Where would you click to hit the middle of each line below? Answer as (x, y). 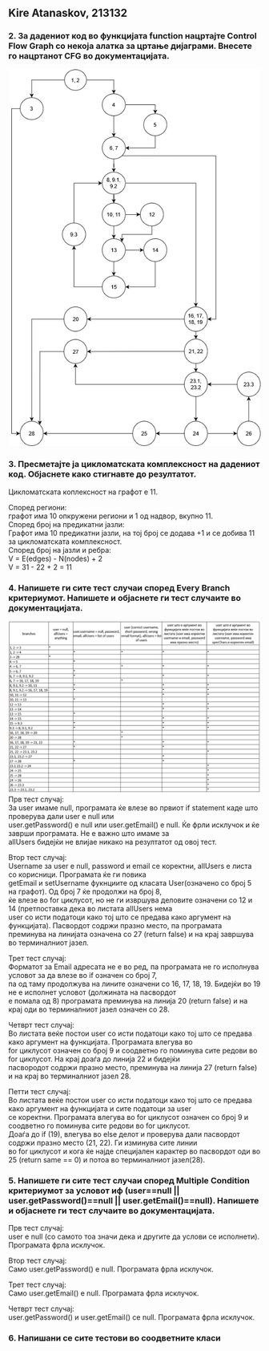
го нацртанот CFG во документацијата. (89, 56)
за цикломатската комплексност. (65, 542)
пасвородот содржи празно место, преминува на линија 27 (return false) (133, 1067)
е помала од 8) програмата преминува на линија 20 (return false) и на (128, 1000)
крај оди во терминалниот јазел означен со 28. (89, 1009)
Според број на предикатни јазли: (66, 524)
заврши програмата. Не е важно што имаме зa (89, 833)
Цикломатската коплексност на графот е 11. (83, 492)
